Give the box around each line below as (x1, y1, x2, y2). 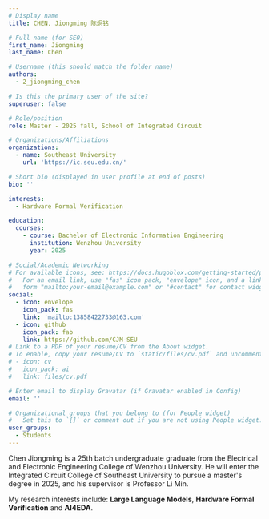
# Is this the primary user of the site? (8, 92, 149, 100)
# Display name (8, 11, 59, 20)
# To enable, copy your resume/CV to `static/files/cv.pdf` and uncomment (8, 350, 263, 359)
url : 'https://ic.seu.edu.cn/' (22, 159, 127, 167)
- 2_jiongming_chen (15, 78, 81, 86)
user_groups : (8, 424, 52, 432)
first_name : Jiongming (8, 41, 84, 49)
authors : (8, 70, 38, 78)
